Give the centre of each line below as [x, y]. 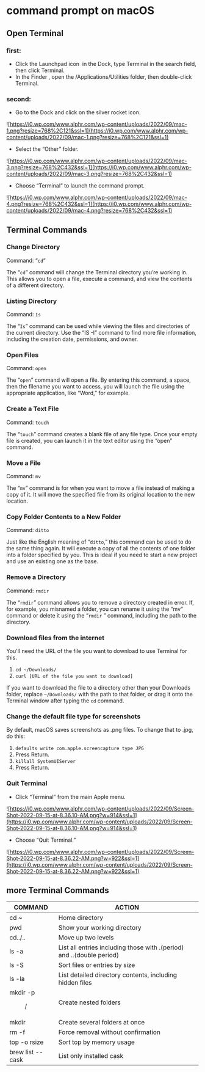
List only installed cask [91, 1056]
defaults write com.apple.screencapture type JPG [80, 749]
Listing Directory [32, 301]
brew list [22, 1052]
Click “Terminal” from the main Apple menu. [70, 797]
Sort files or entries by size [97, 965]
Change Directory [33, 247]
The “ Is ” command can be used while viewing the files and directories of [98, 326]
